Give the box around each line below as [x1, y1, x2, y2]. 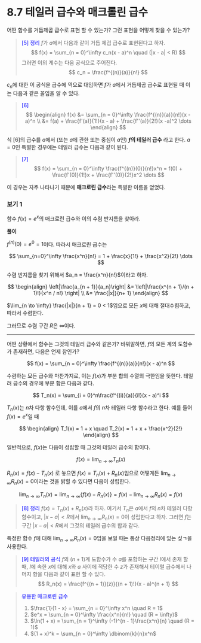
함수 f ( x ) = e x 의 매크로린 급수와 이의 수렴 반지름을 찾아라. [7, 214, 141, 222]
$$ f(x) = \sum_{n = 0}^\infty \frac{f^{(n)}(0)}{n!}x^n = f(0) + [33, 165, 183, 172]
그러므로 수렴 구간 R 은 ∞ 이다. [7, 322, 76, 329]
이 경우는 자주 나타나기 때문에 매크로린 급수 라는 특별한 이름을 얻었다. [7, 183, 166, 190]
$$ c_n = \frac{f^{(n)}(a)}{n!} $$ [68, 68, 148, 75]
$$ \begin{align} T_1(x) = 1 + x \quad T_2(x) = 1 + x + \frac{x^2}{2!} [18, 424, 183, 432]
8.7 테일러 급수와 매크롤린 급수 [7, 5, 149, 19]
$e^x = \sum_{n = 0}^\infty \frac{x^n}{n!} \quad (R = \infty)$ [30, 611, 178, 618]
